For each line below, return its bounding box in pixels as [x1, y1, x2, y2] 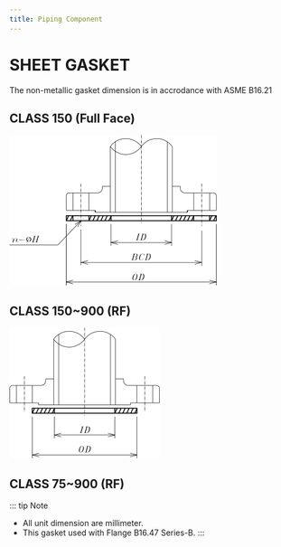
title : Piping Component [9, 14, 103, 24]
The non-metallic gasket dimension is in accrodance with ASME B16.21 [9, 84, 273, 95]
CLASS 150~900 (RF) [9, 303, 131, 318]
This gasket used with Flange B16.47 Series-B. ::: [22, 527, 205, 538]
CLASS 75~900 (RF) [9, 476, 125, 492]
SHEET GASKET [9, 54, 131, 75]
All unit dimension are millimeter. [22, 518, 144, 528]
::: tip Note [9, 500, 49, 511]
